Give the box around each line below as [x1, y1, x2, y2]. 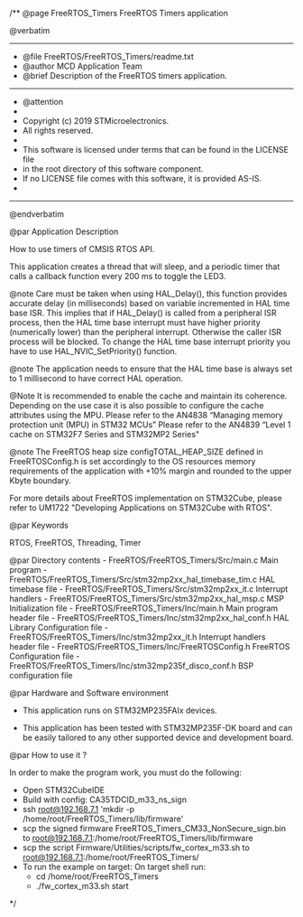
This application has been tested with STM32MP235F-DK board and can [22, 723, 293, 733]
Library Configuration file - [9, 622, 108, 632]
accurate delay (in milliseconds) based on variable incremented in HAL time [9, 298, 290, 308]
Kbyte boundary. [9, 475, 72, 486]
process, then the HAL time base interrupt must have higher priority [9, 317, 262, 328]
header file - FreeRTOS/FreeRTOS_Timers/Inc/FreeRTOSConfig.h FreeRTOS [9, 641, 290, 651]
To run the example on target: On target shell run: [22, 862, 207, 872]
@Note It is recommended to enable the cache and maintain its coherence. [9, 390, 288, 401]
